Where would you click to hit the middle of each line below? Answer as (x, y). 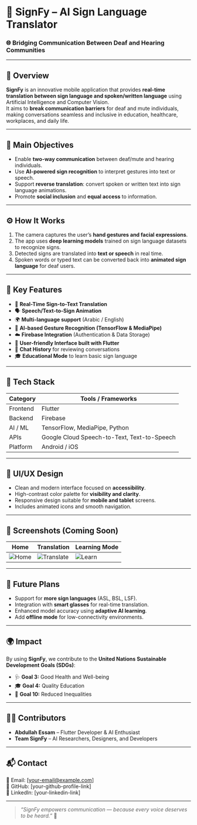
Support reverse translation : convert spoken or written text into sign (97, 184)
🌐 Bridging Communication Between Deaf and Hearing (85, 43)
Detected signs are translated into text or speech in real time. (89, 253)
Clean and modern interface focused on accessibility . (80, 488)
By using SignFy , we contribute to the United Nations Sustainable (86, 659)
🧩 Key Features (34, 290)
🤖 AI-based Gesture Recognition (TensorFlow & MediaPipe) (88, 328)
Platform (21, 447)
